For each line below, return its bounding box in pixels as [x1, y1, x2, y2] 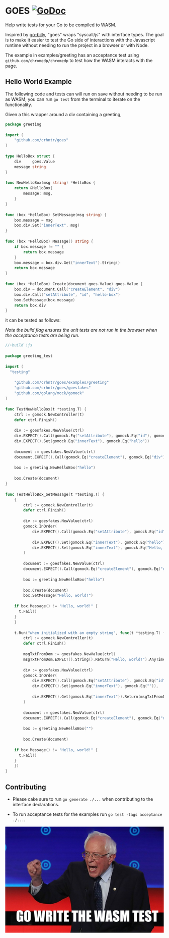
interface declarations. [12, 801, 59, 807]
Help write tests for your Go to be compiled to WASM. [5, 22, 117, 28]
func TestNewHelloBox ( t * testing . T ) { [5, 406, 87, 411]
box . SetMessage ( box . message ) [14, 297, 75, 302]
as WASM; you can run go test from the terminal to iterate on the [5, 96, 140, 102]
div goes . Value [14, 159, 55, 164]
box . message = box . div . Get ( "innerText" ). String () [14, 260, 121, 265]
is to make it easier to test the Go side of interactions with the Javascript [5, 37, 155, 43]
